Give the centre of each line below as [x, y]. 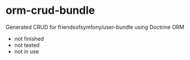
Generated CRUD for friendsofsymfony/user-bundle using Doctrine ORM [95, 27]
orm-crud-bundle [50, 10]
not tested [27, 45]
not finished [29, 38]
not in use [27, 51]
